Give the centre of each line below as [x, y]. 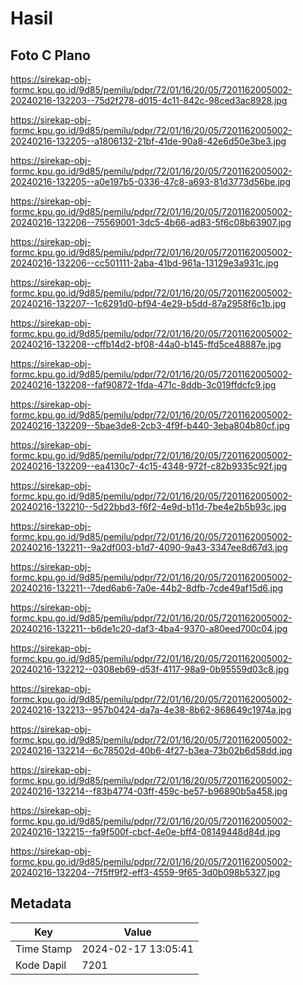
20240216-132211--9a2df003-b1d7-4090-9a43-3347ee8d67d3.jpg [149, 547]
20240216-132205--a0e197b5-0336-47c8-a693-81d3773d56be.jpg [150, 181]
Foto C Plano [50, 55]
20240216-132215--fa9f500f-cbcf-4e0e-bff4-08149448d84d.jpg [145, 831]
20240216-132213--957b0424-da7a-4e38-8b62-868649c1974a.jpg [151, 710]
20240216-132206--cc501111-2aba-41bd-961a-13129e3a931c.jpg [144, 263]
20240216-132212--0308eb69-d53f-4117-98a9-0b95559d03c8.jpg [150, 669]
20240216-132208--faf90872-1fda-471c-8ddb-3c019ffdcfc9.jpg [143, 385]
